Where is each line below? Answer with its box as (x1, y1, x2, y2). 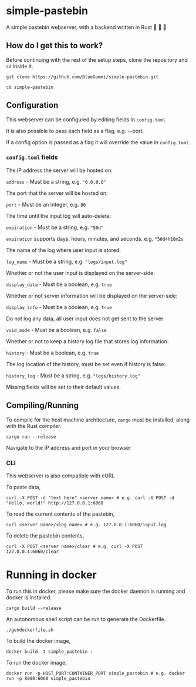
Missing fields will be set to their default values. (6, 383, 121, 390)
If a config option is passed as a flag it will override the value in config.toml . (6, 138, 191, 145)
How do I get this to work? (6, 41, 103, 51)
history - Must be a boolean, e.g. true (6, 349, 99, 356)
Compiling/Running (6, 400, 79, 410)
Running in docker (6, 568, 97, 582)
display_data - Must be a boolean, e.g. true (6, 281, 113, 288)
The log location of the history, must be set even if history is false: (6, 360, 166, 367)
